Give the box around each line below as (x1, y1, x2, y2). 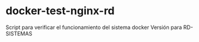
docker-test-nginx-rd (5, 4, 115, 18)
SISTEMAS (5, 30, 32, 37)
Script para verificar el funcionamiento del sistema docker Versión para (5, 24, 182, 31)
